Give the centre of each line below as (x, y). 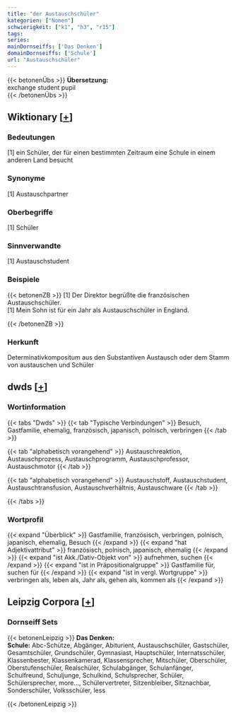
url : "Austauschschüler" (44, 60)
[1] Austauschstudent (38, 261)
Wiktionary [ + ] (40, 117)
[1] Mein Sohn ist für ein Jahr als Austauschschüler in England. (98, 310)
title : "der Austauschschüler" (53, 14)
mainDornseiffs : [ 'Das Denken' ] (55, 47)
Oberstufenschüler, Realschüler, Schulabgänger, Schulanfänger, (100, 668)
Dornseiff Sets (33, 622)
